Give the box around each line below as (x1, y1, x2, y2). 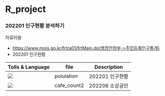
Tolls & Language (8, 63, 50, 70)
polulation (54, 72, 78, 79)
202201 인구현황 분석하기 (5, 22, 65, 29)
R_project (5, 3, 46, 15)
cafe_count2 (54, 82, 84, 89)
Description (94, 63, 123, 70)
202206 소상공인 (89, 82, 129, 89)
